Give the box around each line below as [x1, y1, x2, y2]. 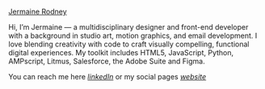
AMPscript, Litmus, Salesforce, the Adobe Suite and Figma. [8, 56, 205, 66]
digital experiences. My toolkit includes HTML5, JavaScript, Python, [8, 48, 234, 57]
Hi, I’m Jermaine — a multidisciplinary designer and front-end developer [8, 22, 249, 31]
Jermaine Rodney [8, 7, 67, 16]
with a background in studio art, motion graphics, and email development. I [8, 31, 258, 40]
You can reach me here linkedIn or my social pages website [8, 72, 207, 81]
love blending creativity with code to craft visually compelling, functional [8, 39, 250, 49]
